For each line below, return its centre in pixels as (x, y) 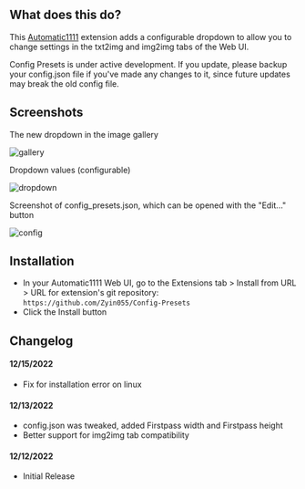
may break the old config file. (65, 83)
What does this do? (66, 15)
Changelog (41, 341)
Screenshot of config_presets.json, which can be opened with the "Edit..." (148, 205)
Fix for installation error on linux (82, 385)
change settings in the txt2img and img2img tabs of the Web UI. (129, 47)
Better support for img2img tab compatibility (106, 435)
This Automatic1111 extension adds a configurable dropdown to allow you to (151, 36)
